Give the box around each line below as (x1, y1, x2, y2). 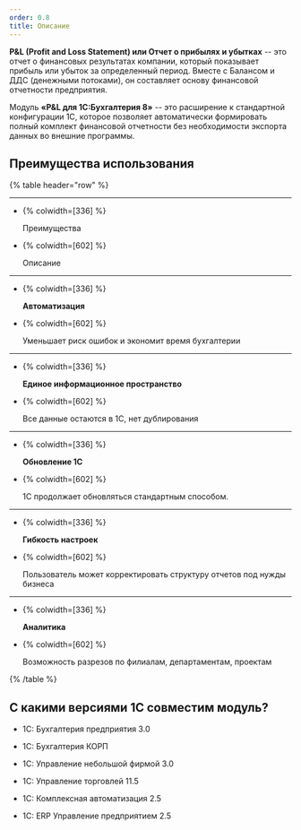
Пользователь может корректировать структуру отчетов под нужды (21, 569, 287, 580)
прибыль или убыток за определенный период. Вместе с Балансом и (9, 65, 275, 76)
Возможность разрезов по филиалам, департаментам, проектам (21, 656, 272, 668)
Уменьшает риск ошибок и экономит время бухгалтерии (21, 335, 241, 346)
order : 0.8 (9, 13, 50, 22)
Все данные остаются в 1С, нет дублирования (21, 413, 199, 424)
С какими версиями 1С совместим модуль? (9, 700, 269, 715)
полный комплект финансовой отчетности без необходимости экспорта (9, 120, 288, 131)
